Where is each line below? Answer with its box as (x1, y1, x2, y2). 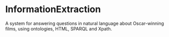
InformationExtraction (5, 4, 101, 15)
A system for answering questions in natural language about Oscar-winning (5, 20, 164, 26)
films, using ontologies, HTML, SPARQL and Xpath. (5, 25, 112, 31)
